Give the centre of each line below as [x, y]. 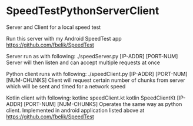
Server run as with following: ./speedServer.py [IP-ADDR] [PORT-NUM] [92, 56]
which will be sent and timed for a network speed [66, 86]
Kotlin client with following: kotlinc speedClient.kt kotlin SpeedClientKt [91, 98]
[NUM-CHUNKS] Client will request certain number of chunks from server [96, 80]
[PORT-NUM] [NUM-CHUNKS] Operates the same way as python [103, 104]
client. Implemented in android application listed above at [75, 110]
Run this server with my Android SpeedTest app [64, 38]
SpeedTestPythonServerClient [83, 11]
